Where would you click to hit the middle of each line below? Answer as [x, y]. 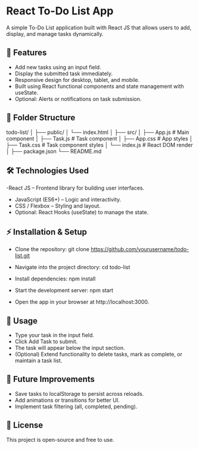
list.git [22, 256]
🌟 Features [27, 53]
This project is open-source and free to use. [60, 439]
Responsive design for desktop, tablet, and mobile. [77, 80]
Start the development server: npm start [64, 291]
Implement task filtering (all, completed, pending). [76, 406]
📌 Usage [22, 321]
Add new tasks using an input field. [58, 67]
